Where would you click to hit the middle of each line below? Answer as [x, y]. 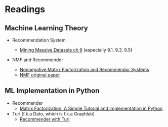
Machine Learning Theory [47, 28]
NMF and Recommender [38, 60]
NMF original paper [40, 75]
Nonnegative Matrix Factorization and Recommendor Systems [85, 70]
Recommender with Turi [45, 119]
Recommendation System [39, 40]
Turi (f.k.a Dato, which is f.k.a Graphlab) [53, 114]
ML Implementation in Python [52, 91]
